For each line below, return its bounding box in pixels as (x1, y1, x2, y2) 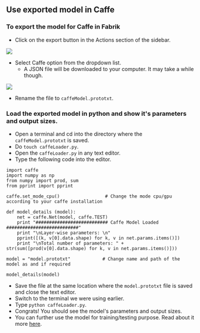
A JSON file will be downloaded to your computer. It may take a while (23, 65, 194, 72)
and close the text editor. (14, 288, 76, 295)
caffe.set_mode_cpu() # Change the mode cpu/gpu (6, 193, 172, 199)
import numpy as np (6, 172, 55, 178)
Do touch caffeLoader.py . (14, 143, 79, 150)
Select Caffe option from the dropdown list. (14, 59, 121, 66)
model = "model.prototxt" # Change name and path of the (6, 256, 180, 262)
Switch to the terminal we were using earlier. (14, 295, 124, 302)
